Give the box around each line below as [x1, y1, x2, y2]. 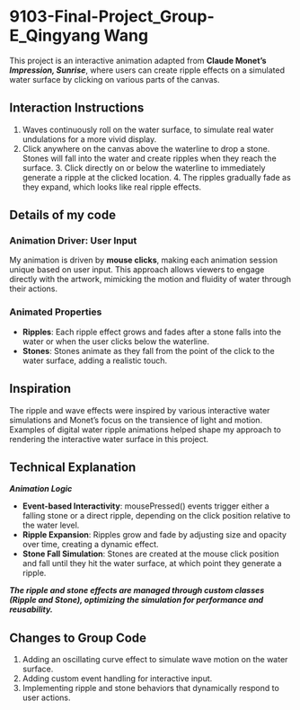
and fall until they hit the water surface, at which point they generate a [22, 558, 282, 569]
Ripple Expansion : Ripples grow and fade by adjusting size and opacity [22, 529, 287, 540]
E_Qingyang [9, 25, 101, 46]
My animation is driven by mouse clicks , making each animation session [9, 254, 278, 266]
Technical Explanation [9, 459, 137, 475]
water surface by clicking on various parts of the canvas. [9, 74, 220, 84]
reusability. [9, 604, 54, 615]
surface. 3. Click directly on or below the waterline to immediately [22, 162, 266, 173]
